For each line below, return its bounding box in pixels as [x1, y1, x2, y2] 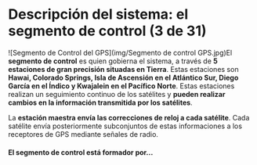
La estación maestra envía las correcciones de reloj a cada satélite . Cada [8, 113, 250, 122]
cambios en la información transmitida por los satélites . [8, 98, 194, 107]
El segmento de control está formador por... [8, 147, 154, 157]
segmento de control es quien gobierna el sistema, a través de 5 [8, 56, 218, 66]
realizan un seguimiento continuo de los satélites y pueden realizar [8, 89, 226, 99]
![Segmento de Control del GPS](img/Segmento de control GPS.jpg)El [8, 48, 233, 57]
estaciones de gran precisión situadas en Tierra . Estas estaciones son [8, 64, 239, 74]
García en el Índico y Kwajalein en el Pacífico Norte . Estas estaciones [8, 81, 235, 91]
